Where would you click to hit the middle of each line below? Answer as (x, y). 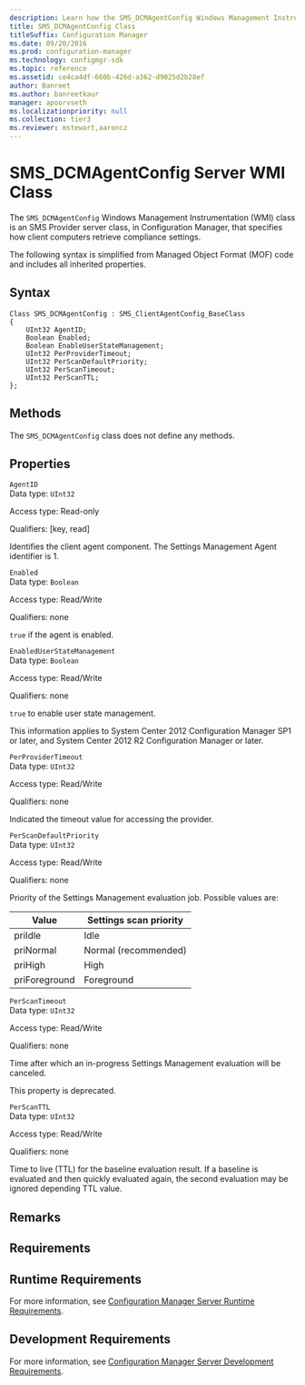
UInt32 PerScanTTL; (63, 377)
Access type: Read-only (54, 512)
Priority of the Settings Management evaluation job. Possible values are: (144, 898)
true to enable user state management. (83, 713)
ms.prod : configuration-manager (70, 52)
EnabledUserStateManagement (63, 652)
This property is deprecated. (63, 1091)
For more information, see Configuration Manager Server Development (142, 1361)
